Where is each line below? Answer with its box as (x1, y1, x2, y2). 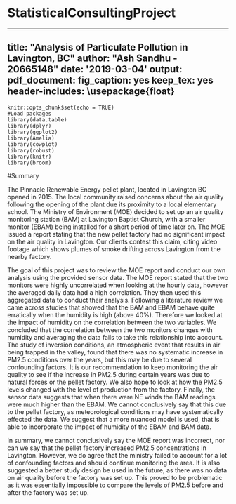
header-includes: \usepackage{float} (7, 86, 176, 98)
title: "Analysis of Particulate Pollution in (7, 41, 188, 53)
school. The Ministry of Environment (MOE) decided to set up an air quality (7, 207, 224, 215)
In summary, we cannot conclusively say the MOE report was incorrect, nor (7, 436, 225, 444)
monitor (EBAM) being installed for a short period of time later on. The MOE (7, 223, 225, 231)
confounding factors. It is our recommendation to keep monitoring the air (7, 363, 218, 371)
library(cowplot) (7, 140, 58, 148)
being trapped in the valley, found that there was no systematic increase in (7, 347, 223, 356)
